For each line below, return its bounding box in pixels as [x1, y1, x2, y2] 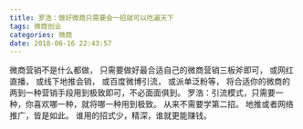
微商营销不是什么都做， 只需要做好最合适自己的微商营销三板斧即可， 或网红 [9, 64, 294, 75]
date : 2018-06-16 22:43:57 [9, 38, 112, 48]
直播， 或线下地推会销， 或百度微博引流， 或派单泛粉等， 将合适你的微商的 [9, 76, 290, 87]
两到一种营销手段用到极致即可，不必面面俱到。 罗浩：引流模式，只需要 [9, 87, 276, 98]
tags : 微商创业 [9, 22, 62, 31]
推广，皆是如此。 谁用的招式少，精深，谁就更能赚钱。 [9, 110, 212, 121]
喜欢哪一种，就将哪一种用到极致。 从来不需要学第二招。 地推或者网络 [33, 99, 294, 110]
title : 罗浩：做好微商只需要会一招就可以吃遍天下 [9, 13, 174, 23]
